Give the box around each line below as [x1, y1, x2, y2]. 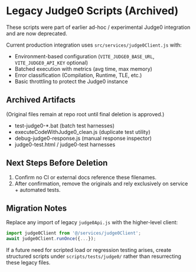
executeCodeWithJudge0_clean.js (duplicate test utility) [14, 128, 151, 135]
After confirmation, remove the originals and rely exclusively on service [14, 180, 188, 187]
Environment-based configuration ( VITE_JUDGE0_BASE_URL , [14, 53, 155, 60]
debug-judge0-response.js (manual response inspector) [14, 135, 152, 142]
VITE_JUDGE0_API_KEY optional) [14, 59, 89, 66]
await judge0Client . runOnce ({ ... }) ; [6, 236, 96, 242]
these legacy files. [6, 259, 51, 266]
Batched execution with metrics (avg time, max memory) [14, 65, 152, 72]
